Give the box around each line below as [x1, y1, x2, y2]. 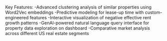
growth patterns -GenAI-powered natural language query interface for [5, 20, 150, 26]
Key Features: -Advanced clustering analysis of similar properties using [5, 4, 152, 10]
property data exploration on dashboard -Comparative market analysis [5, 25, 151, 31]
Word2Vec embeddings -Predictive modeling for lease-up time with [5, 9, 144, 15]
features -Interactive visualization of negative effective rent [29, 15, 152, 20]
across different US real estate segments [5, 31, 89, 36]
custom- [145, 9, 163, 15]
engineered [5, 15, 29, 20]
